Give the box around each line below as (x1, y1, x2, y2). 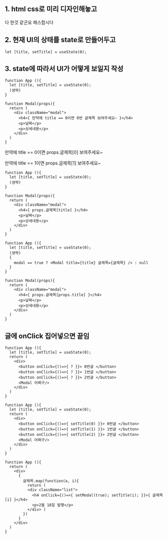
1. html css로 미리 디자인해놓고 (5, 5, 97, 14)
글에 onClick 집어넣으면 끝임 (5, 332, 90, 340)
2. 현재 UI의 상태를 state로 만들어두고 (5, 36, 116, 44)
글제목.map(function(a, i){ (23, 479, 79, 484)
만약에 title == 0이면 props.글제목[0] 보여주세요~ (5, 149, 103, 155)
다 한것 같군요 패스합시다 (5, 19, 54, 25)
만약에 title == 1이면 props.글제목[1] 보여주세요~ (5, 160, 101, 166)
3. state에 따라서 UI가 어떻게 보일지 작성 (5, 65, 124, 73)
